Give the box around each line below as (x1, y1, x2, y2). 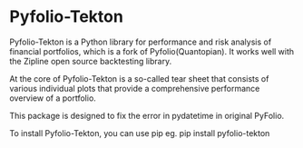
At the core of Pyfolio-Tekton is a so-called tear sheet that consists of (9, 73, 269, 84)
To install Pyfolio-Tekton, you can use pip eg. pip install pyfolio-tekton (9, 127, 270, 138)
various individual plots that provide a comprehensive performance (9, 83, 260, 94)
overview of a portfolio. (9, 93, 97, 104)
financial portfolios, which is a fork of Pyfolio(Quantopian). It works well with (9, 45, 295, 56)
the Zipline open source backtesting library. (9, 55, 172, 66)
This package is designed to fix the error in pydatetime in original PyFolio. (9, 110, 285, 121)
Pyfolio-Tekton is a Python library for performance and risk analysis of (9, 36, 272, 47)
